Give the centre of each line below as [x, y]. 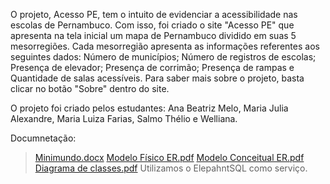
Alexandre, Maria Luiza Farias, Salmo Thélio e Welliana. [124, 118]
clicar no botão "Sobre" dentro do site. [90, 88]
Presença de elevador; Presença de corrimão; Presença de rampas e [152, 67]
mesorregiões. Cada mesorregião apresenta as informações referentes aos [165, 46]
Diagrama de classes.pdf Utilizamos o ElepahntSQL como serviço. [171, 168]
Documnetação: [43, 138]
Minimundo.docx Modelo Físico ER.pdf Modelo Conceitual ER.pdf [169, 157]
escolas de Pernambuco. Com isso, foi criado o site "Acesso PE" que [152, 25]
